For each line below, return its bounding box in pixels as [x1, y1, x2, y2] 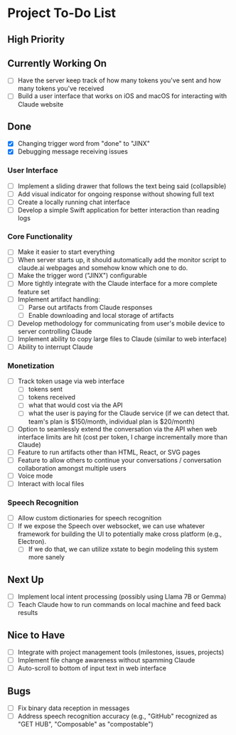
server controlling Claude [17, 327, 92, 336]
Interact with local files [17, 479, 85, 488]
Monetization [7, 360, 55, 370]
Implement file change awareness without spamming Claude [17, 656, 195, 665]
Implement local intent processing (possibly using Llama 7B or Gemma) [17, 592, 227, 601]
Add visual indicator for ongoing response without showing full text [17, 190, 215, 198]
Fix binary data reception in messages [17, 704, 130, 712]
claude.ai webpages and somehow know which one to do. [17, 264, 188, 272]
